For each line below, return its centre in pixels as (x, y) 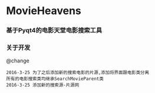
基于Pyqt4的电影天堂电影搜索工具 (54, 31)
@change (18, 61)
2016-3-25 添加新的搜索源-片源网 (43, 85)
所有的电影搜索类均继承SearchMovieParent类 (55, 79)
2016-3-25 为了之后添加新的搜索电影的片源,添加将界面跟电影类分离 (77, 73)
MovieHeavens (44, 11)
